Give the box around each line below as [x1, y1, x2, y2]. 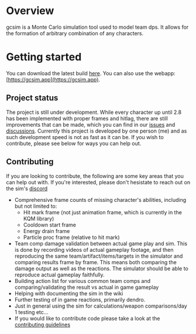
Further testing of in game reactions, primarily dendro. [14, 296, 146, 303]
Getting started [6, 50, 82, 64]
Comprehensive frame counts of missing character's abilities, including [14, 196, 187, 203]
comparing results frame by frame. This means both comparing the [14, 258, 177, 265]
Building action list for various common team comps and [14, 277, 151, 284]
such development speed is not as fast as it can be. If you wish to [6, 133, 164, 140]
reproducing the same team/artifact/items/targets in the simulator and [14, 252, 183, 259]
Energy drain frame [23, 227, 70, 234]
